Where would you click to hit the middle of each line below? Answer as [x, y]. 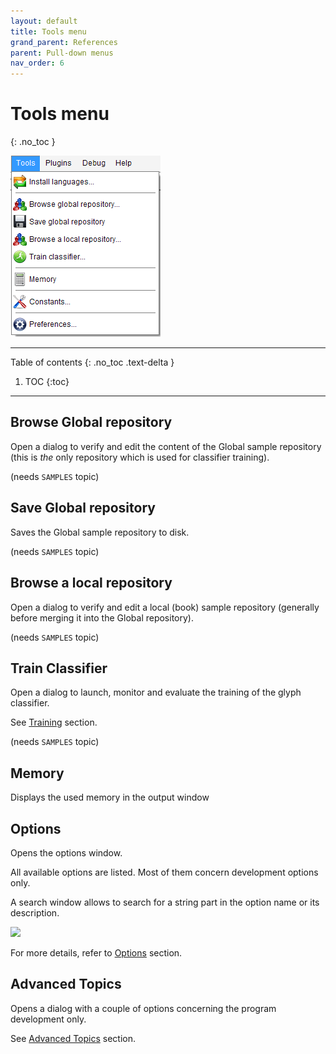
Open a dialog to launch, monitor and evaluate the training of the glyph [156, 692]
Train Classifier [59, 668]
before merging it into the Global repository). [102, 617]
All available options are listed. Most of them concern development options [164, 872]
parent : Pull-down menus [62, 53]
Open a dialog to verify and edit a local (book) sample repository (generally [165, 607]
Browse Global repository [91, 422]
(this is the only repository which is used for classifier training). [140, 457]
